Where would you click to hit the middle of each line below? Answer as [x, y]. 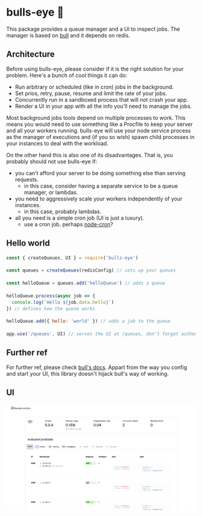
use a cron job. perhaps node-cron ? [69, 224]
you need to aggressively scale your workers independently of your [99, 199]
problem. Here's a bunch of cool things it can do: [67, 75]
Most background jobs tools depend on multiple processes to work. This [96, 117]
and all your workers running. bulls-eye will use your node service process [99, 130]
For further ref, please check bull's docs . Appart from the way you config [97, 367]
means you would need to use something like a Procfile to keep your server [99, 124]
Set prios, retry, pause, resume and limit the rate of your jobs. [91, 93]
